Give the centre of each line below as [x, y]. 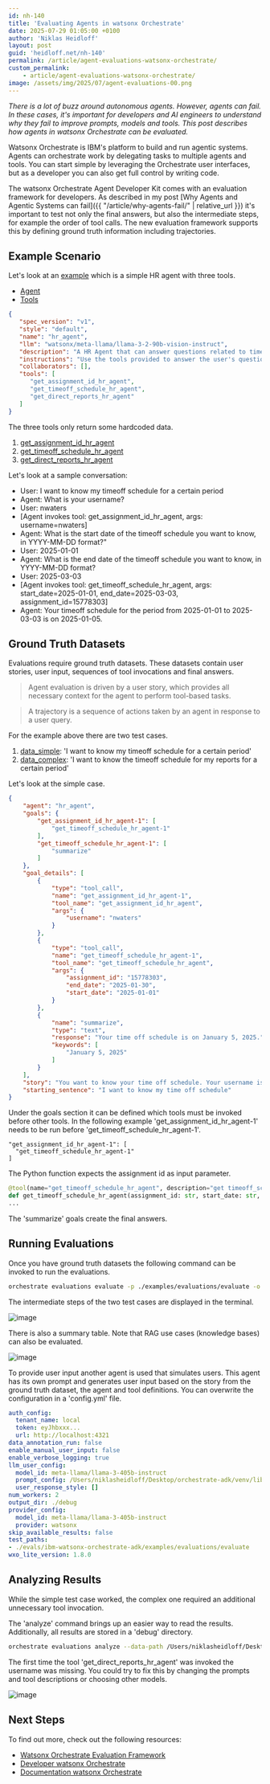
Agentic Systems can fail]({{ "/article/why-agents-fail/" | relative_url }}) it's [132, 205]
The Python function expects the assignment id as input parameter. [120, 1173]
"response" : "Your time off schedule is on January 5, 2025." [157, 1037]
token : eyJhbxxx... [48, 1428]
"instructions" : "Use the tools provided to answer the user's [127, 359]
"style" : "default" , [53, 329]
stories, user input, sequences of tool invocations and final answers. [121, 672]
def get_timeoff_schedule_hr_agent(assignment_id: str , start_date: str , [135, 1196]
